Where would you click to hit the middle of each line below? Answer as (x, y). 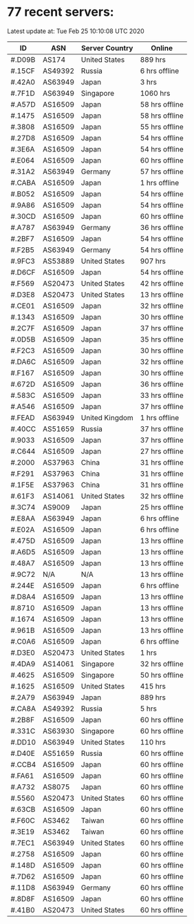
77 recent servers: (61, 12)
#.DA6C (23, 361)
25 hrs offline (162, 507)
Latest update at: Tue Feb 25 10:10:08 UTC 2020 (76, 31)
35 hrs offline (162, 339)
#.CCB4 (23, 764)
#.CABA (23, 182)
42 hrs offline (162, 283)
